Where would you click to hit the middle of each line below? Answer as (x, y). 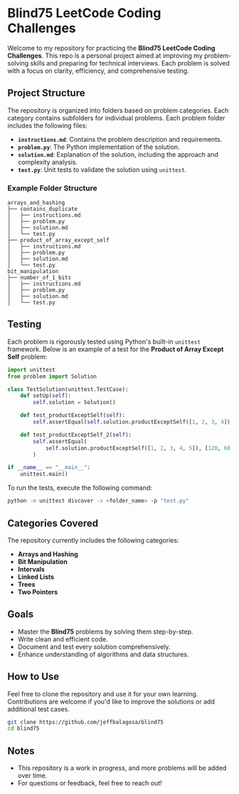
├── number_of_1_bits (39, 278)
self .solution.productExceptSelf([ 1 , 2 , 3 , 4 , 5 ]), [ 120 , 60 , (139, 448)
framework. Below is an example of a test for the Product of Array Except (116, 349)
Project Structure (46, 93)
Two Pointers (38, 592)
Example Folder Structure (52, 188)
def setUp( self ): (46, 396)
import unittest (31, 370)
